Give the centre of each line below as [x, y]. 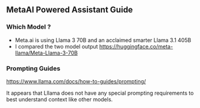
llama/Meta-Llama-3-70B [46, 53]
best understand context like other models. [60, 99]
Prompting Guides [33, 68]
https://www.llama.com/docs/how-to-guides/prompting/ [76, 81]
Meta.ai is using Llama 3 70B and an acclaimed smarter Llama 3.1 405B [103, 40]
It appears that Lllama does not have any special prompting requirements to [100, 93]
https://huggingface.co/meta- [136, 46]
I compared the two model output [56, 46]
